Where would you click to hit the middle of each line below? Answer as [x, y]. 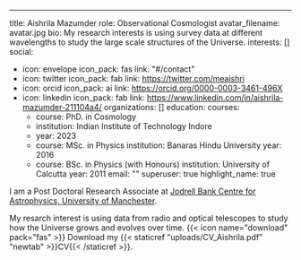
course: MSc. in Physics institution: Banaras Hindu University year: [159, 145]
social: [21, 52]
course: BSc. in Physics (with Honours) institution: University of [153, 164]
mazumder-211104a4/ [62, 107]
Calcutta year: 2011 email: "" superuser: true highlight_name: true [155, 174]
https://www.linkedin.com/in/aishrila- [215, 98]
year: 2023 [56, 136]
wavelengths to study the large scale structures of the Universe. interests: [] [150, 42]
